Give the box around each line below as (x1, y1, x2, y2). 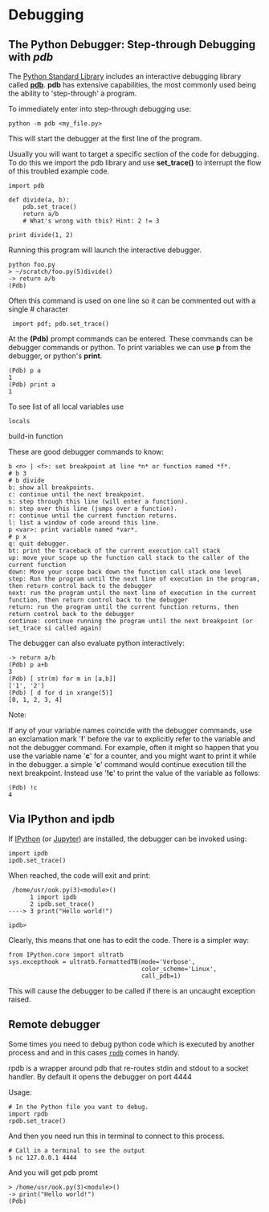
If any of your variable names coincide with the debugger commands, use (8, 725, 253, 735)
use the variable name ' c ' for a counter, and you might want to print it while (8, 751, 257, 761)
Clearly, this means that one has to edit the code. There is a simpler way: (8, 935, 250, 945)
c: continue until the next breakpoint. (8, 491, 146, 499)
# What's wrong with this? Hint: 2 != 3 (22, 217, 160, 225)
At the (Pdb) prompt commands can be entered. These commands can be (8, 334, 253, 343)
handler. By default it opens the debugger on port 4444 (8, 1071, 193, 1081)
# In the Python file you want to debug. (8, 1103, 149, 1111)
